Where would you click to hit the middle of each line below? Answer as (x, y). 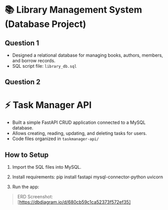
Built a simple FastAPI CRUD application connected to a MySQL (79, 122)
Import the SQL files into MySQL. (47, 167)
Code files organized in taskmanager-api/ (55, 139)
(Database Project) (45, 24)
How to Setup (27, 155)
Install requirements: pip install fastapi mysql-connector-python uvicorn (88, 177)
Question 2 (23, 82)
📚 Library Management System (74, 10)
